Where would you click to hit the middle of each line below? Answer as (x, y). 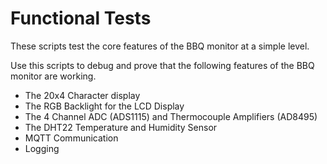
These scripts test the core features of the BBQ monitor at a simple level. (160, 46)
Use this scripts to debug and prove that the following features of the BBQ (162, 65)
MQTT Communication (71, 138)
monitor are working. (53, 76)
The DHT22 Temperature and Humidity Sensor (121, 127)
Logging (42, 148)
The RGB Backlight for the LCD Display (104, 106)
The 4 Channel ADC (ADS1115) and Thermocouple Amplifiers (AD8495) (171, 116)
